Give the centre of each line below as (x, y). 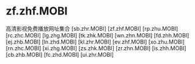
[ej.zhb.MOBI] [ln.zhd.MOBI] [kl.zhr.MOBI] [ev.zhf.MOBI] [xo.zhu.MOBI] (95, 42)
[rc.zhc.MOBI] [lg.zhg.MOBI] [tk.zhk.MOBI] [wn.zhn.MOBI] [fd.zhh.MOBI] (97, 35)
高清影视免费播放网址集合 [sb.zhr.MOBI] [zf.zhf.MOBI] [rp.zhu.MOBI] (92, 28)
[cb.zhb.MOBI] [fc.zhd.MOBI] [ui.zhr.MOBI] (60, 54)
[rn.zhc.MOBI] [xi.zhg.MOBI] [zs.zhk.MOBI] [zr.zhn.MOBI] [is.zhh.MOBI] (96, 48)
